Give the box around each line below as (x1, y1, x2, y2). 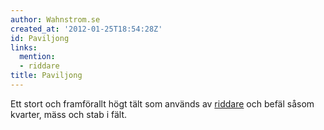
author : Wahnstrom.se (10, 14, 101, 25)
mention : (19, 52, 56, 62)
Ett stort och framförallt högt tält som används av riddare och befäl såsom (10, 97, 315, 110)
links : (10, 42, 38, 53)
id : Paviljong (10, 33, 70, 43)
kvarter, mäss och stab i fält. (10, 108, 128, 120)
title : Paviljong (10, 71, 83, 81)
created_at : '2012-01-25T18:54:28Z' (10, 24, 163, 34)
